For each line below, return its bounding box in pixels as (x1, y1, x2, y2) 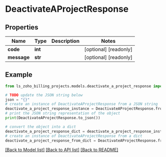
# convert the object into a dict (5, 124, 77, 129)
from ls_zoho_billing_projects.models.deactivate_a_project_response (5, 84, 152, 89)
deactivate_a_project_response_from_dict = (5, 138, 96, 143)
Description (51, 38, 80, 44)
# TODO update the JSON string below (5, 93, 83, 97)
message (7, 54, 30, 61)
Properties (5, 23, 39, 31)
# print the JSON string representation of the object (5, 111, 121, 116)
